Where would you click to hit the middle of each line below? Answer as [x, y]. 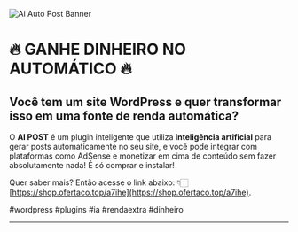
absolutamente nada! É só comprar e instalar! [92, 165]
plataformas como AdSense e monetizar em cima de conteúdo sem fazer [143, 156]
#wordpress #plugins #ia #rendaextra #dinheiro [96, 209]
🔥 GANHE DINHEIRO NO [98, 50]
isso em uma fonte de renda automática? [124, 116]
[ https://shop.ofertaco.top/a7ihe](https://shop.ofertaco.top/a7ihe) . [130, 192]
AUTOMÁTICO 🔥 [71, 69]
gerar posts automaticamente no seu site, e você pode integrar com [133, 147]
